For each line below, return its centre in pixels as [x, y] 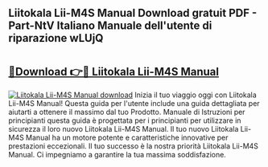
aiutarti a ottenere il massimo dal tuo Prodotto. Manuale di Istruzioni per [127, 112]
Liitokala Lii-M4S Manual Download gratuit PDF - [133, 13]
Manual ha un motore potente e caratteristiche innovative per [127, 137]
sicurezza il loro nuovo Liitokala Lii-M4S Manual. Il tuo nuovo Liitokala [124, 129]
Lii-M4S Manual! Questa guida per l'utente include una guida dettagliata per [134, 103]
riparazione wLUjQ [56, 38]
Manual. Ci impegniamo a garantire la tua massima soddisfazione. [118, 155]
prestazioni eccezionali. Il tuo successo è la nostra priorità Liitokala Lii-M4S [134, 146]
